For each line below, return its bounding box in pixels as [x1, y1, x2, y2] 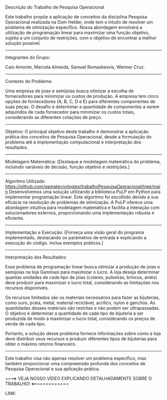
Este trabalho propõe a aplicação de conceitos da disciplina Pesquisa [5, 14, 148, 19]
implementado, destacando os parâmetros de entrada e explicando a [5, 235, 147, 240]
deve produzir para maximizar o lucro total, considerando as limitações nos [5, 280, 160, 285]
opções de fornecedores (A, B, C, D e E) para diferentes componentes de [5, 99, 156, 104]
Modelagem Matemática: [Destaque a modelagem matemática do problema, [5, 159, 161, 164]
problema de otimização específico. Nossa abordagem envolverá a [5, 24, 143, 30]
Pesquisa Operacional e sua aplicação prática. [5, 366, 100, 372]
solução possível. [5, 40, 41, 46]
